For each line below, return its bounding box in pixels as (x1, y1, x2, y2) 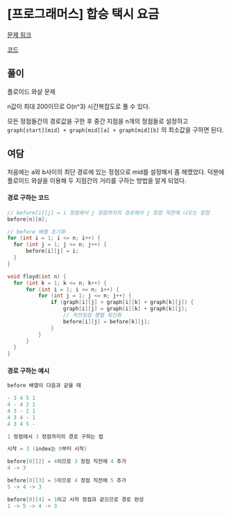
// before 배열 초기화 (7, 228, 66, 235)
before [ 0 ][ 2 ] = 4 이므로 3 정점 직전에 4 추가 (7, 458, 127, 465)
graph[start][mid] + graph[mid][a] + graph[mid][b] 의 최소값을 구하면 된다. (7, 126, 224, 134)
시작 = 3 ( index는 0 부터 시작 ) (7, 446, 88, 453)
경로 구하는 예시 (7, 366, 50, 375)
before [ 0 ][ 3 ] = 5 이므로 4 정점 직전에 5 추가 (7, 477, 127, 484)
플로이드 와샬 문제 (7, 87, 55, 96)
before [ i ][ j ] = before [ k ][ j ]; (62, 318, 151, 325)
